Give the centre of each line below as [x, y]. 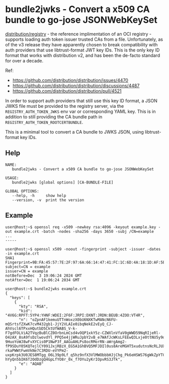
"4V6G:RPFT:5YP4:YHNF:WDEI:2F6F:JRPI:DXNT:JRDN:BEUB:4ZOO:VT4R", [75, 315]
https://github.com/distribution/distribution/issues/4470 [70, 80]
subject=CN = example [28, 267]
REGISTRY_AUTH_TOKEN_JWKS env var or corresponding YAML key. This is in [80, 111]
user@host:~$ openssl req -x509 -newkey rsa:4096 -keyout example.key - [83, 227]
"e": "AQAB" [31, 364]
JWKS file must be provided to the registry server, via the [65, 106]
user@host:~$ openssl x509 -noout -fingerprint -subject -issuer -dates [83, 249]
